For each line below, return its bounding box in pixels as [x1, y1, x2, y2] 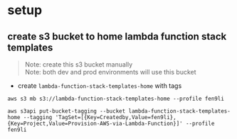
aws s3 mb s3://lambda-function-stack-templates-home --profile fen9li [7, 95, 224, 102]
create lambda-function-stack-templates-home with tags [17, 82, 182, 90]
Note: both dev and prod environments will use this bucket [24, 68, 197, 76]
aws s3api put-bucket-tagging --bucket [7, 108, 126, 115]
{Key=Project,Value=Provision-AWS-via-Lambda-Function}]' [7, 120, 183, 127]
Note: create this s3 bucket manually [24, 60, 133, 69]
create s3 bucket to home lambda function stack [7, 30, 227, 43]
